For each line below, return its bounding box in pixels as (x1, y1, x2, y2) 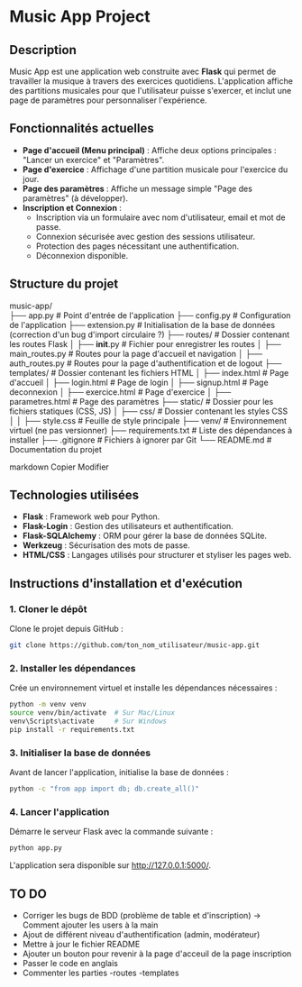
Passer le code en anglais (22, 957, 119, 968)
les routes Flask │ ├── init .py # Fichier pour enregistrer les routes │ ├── (9, 338, 281, 349)
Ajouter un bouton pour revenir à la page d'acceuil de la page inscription (22, 948, 292, 959)
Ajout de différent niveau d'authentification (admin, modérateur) (22, 928, 261, 939)
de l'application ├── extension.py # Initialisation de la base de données (9, 319, 276, 330)
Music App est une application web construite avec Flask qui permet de (9, 66, 277, 77)
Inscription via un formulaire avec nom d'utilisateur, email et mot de (35, 212, 286, 223)
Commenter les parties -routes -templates (22, 967, 179, 978)
